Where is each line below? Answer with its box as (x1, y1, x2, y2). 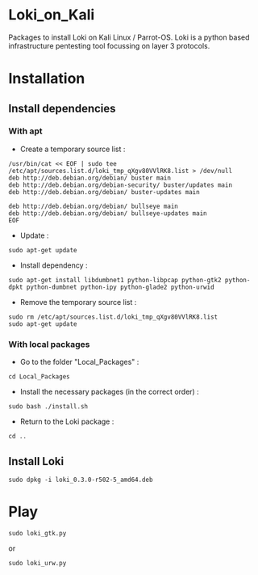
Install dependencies (8, 101, 116, 115)
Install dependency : (19, 260, 88, 270)
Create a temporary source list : (19, 144, 126, 154)
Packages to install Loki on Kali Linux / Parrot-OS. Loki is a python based (8, 32, 250, 42)
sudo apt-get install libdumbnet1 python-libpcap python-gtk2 (8, 276, 222, 284)
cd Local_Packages (8, 373, 70, 381)
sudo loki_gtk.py (8, 529, 67, 537)
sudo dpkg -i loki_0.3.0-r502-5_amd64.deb (8, 476, 153, 484)
